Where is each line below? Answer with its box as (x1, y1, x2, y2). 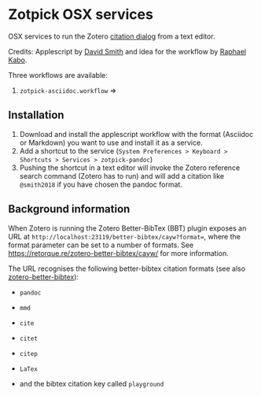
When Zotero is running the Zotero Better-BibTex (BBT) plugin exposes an (8, 223, 247, 233)
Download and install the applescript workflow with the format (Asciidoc (19, 129, 254, 139)
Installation (8, 109, 64, 122)
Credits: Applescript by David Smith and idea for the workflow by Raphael (8, 46, 247, 56)
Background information (8, 202, 130, 216)
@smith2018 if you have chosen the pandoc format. (19, 179, 183, 189)
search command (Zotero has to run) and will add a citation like (19, 171, 225, 180)
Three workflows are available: (8, 70, 108, 80)
